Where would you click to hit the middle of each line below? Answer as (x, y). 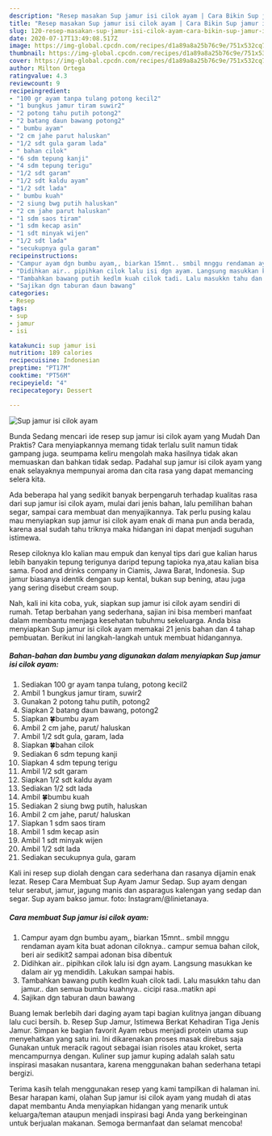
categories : (29, 294)
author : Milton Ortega (47, 69)
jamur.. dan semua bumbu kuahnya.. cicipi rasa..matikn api (118, 989)
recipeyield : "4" (38, 383)
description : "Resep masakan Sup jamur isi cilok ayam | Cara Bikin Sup (134, 16)
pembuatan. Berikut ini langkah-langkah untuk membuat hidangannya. (126, 637)
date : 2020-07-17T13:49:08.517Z (63, 38)
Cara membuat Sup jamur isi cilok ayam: (79, 917)
